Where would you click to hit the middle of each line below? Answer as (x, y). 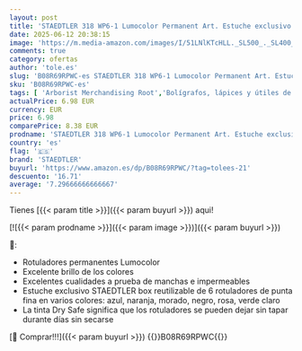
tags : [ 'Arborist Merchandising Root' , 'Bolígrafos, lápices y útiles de (151, 92)
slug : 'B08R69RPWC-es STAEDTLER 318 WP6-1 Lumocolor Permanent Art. (140, 76)
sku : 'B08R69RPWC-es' (50, 84)
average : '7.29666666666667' (64, 185)
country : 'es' (36, 143)
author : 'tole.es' (44, 68)
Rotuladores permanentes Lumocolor (91, 262)
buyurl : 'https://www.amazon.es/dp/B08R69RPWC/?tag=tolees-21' (130, 168)
